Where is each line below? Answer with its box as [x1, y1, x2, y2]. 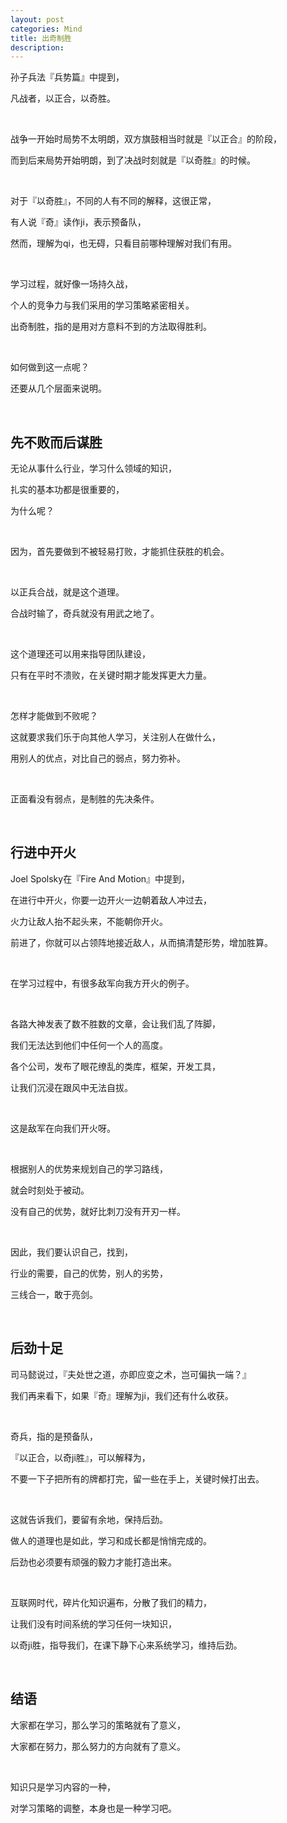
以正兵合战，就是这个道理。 [10, 586, 125, 598]
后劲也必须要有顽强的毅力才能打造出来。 [10, 1556, 177, 1568]
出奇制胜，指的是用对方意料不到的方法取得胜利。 [10, 321, 212, 333]
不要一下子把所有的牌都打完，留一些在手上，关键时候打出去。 [10, 1472, 265, 1485]
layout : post [10, 14, 65, 25]
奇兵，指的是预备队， [10, 1430, 98, 1442]
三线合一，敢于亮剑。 [10, 1288, 98, 1300]
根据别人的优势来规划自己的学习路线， [10, 1162, 168, 1175]
